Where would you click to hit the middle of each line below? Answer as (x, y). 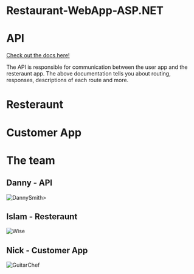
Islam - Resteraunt (42, 216)
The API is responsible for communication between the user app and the (97, 67)
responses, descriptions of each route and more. (68, 80)
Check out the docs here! (38, 55)
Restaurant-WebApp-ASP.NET (85, 11)
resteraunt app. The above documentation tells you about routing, (89, 74)
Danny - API (29, 183)
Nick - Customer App (47, 250)
